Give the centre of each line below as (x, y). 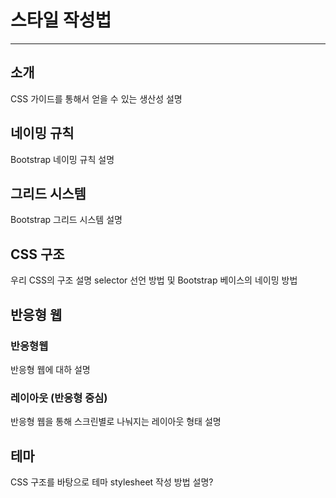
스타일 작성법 (61, 20)
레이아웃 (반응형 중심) (59, 398)
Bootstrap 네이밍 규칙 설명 (62, 159)
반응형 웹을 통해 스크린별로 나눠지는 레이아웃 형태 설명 (116, 422)
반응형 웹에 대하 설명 (50, 369)
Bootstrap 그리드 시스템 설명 (66, 220)
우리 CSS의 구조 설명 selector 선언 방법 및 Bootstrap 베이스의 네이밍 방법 (154, 280)
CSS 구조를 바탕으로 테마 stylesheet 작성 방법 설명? (112, 482)
